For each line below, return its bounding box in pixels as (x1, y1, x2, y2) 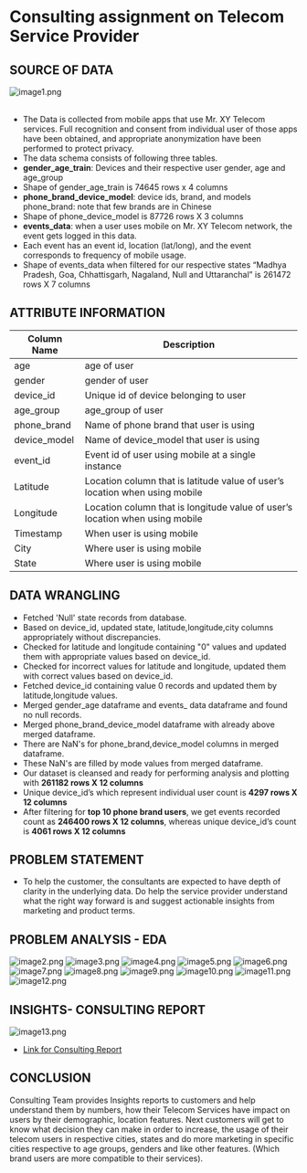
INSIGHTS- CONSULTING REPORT (9, 1002, 206, 1018)
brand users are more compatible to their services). (9, 1153, 204, 1164)
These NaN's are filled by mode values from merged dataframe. (22, 757, 263, 768)
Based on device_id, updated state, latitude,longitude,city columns (22, 621, 274, 632)
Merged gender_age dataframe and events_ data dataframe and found (22, 699, 288, 710)
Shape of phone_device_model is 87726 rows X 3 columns (22, 211, 244, 221)
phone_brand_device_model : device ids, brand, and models (22, 192, 251, 202)
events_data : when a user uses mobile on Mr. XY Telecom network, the (22, 221, 292, 231)
